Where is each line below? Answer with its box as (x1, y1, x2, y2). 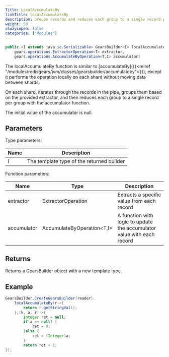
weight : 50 (5, 21, 28, 27)
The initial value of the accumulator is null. (5, 109, 93, 115)
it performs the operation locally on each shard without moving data (5, 74, 146, 80)
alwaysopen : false (5, 26, 44, 31)
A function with (117, 212, 153, 219)
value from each (117, 198, 156, 205)
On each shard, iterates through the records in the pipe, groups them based (5, 89, 162, 95)
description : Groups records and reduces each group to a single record (5, 17, 161, 22)
